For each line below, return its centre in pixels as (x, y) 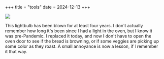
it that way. (16, 51)
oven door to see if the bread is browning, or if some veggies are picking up (82, 41)
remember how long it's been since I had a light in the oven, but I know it (79, 31)
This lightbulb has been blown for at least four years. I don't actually (74, 26)
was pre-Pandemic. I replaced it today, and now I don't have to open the (78, 36)
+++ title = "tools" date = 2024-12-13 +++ (48, 7)
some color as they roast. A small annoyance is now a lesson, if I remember (82, 46)
